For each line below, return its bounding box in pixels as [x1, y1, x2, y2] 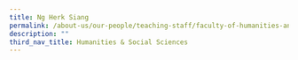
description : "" [9, 29, 69, 38]
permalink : [9, 21, 50, 30]
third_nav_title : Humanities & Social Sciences [9, 37, 189, 47]
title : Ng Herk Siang [9, 12, 90, 22]
